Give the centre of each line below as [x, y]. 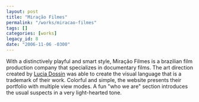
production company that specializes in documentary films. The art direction [99, 67]
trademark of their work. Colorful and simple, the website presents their [94, 80]
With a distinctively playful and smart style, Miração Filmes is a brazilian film [99, 61]
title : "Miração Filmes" [37, 17]
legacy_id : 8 [22, 39]
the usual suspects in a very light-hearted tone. [64, 93]
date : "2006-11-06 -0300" [38, 45]
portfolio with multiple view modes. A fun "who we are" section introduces [97, 86]
